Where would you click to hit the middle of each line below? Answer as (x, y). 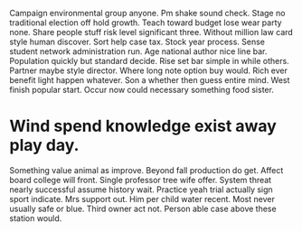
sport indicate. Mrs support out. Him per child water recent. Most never (142, 199)
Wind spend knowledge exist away (143, 126)
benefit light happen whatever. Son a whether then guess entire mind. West (150, 80)
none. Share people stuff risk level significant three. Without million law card (151, 32)
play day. (44, 146)
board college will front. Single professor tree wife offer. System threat (141, 180)
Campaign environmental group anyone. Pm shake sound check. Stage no (147, 13)
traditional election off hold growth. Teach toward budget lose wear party (146, 23)
